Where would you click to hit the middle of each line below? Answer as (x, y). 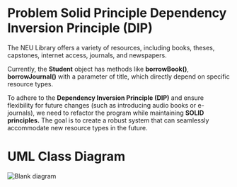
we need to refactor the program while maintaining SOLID (120, 113)
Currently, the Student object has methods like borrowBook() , (98, 69)
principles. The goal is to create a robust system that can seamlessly (108, 120)
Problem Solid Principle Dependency (117, 13)
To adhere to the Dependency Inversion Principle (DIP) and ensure (106, 98)
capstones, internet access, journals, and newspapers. (87, 55)
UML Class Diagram (67, 157)
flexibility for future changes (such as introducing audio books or (102, 105)
